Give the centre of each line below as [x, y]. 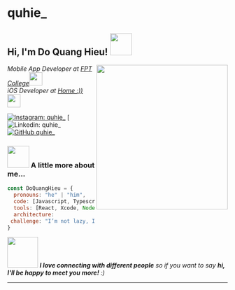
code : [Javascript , [42, 202]
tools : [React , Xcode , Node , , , [95, 208]
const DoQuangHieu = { [40, 188]
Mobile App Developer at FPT [50, 69]
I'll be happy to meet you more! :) [56, 273]
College [19, 83]
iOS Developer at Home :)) [45, 90]
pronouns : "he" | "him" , [50, 195]
